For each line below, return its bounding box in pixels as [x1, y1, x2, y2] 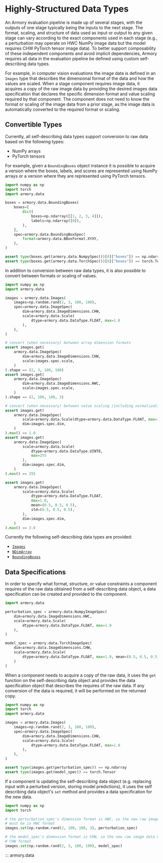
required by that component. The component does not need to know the [5, 96, 149, 102]
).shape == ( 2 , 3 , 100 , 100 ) [5, 367, 64, 373]
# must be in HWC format [5, 821, 55, 826]
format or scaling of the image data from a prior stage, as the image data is [5, 101, 155, 107]
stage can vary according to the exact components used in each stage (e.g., [5, 35, 158, 41]
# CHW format [5, 839, 32, 844]
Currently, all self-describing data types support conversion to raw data [5, 133, 148, 139]
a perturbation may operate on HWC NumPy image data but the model [5, 40, 146, 46]
